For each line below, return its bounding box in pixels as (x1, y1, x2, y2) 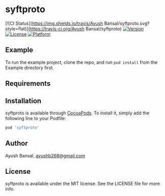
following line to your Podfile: (5, 115, 66, 121)
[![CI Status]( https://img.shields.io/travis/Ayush (5, 20, 103, 26)
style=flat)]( (5, 25, 30, 31)
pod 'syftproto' (5, 125, 39, 130)
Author (5, 139, 28, 148)
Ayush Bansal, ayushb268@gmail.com (5, 152, 86, 159)
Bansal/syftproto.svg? (104, 20, 150, 26)
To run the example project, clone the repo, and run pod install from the (5, 59, 158, 65)
